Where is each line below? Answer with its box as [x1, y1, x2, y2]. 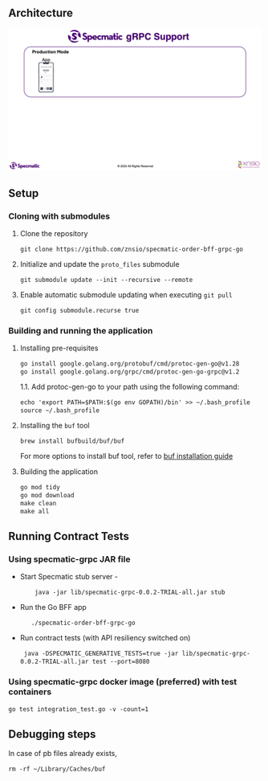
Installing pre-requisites [19, 343, 99, 353]
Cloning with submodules [8, 211, 111, 222]
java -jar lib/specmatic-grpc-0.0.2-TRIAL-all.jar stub [35, 588, 225, 596]
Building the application [19, 467, 99, 476]
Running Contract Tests [8, 530, 130, 543]
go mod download [19, 492, 75, 500]
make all [19, 508, 50, 516]
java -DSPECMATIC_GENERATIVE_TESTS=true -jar [23, 649, 179, 657]
